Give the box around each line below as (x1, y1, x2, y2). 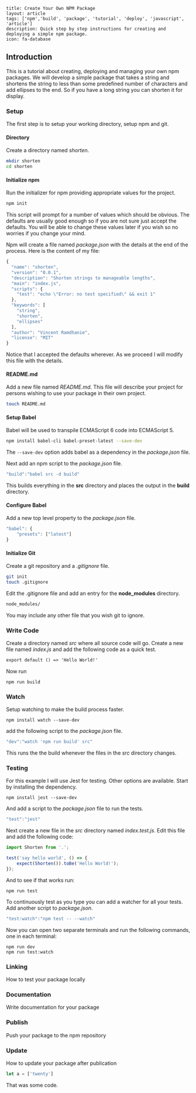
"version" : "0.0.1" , (11, 269, 61, 275)
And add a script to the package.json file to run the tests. (6, 805, 143, 812)
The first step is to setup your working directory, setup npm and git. (6, 121, 169, 128)
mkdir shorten (6, 158, 41, 164)
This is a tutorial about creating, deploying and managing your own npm (6, 67, 180, 74)
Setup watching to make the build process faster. (6, 706, 125, 713)
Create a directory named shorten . (6, 147, 90, 154)
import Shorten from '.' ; (6, 845, 69, 851)
